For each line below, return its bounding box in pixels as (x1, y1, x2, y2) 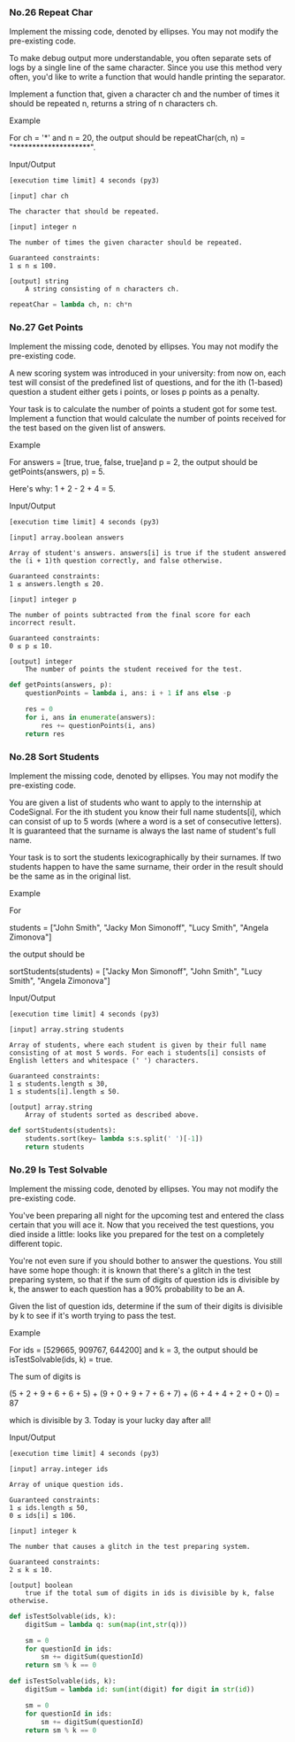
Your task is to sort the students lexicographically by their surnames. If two (9, 852, 282, 863)
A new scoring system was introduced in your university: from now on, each (9, 368, 287, 378)
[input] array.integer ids (9, 1464, 109, 1474)
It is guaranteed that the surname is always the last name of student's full (9, 825, 276, 836)
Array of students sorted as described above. (25, 1111, 200, 1119)
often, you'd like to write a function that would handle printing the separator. (9, 72, 286, 82)
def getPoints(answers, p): (9, 680, 113, 690)
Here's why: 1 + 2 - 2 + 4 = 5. (9, 484, 116, 494)
